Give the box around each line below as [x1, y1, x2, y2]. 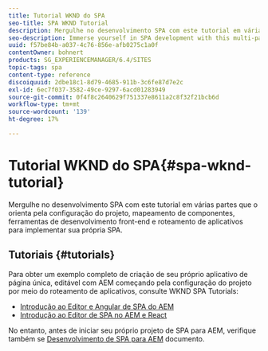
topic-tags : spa [8, 64, 62, 72]
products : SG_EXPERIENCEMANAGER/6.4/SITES [8, 57, 152, 64]
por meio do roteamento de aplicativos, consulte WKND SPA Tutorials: [8, 286, 239, 295]
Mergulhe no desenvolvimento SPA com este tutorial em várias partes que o [8, 200, 258, 209]
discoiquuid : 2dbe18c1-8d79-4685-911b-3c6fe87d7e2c [8, 78, 183, 86]
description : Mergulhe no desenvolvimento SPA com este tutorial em [8, 26, 241, 34]
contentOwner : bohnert [8, 49, 84, 57]
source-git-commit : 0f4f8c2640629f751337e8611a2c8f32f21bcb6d [8, 93, 219, 101]
